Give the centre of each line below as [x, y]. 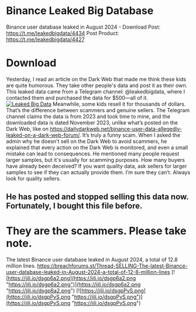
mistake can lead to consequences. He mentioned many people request [93, 154]
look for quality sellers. [34, 178]
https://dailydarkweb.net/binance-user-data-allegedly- [116, 129]
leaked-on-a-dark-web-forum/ [43, 135]
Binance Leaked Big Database [80, 11]
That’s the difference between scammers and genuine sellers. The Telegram [98, 110]
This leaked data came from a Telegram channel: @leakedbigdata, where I [96, 91]
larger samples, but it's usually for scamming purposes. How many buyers [96, 160]
